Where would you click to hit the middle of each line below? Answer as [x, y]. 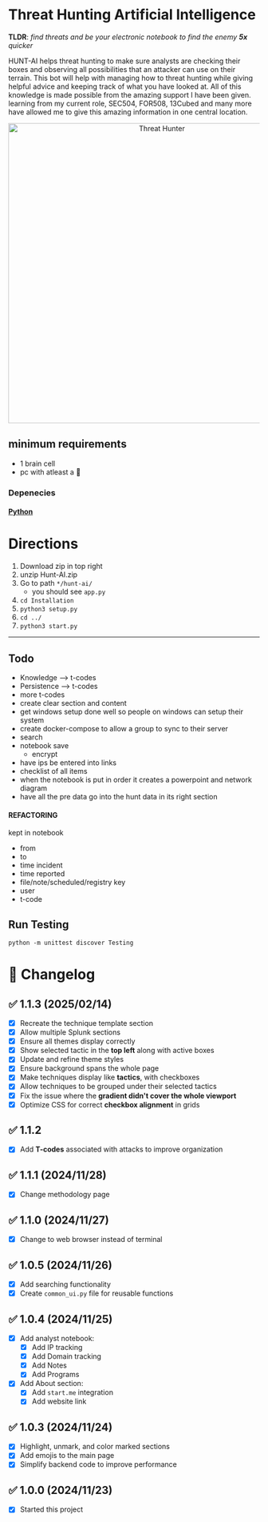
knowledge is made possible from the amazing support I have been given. [130, 94]
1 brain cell [37, 463]
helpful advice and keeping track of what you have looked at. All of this [125, 86]
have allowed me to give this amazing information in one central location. [128, 112]
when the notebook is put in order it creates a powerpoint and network [136, 780]
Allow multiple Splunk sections [70, 1032]
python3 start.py [49, 627]
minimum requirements [68, 445]
